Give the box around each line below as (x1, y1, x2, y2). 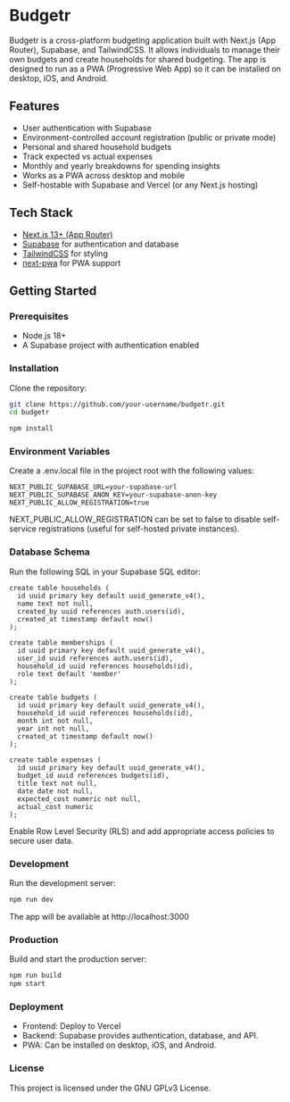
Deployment (9, 1000, 64, 1013)
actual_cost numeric (17, 802, 94, 811)
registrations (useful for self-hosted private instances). (38, 523, 240, 534)
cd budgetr (9, 408, 50, 417)
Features (9, 99, 60, 114)
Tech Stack (9, 205, 73, 221)
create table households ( (9, 583, 110, 592)
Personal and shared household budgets (21, 141, 172, 152)
